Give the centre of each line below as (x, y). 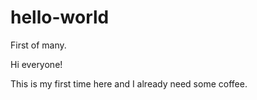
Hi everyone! (36, 64)
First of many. (38, 45)
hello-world (60, 17)
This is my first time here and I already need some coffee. (129, 83)
